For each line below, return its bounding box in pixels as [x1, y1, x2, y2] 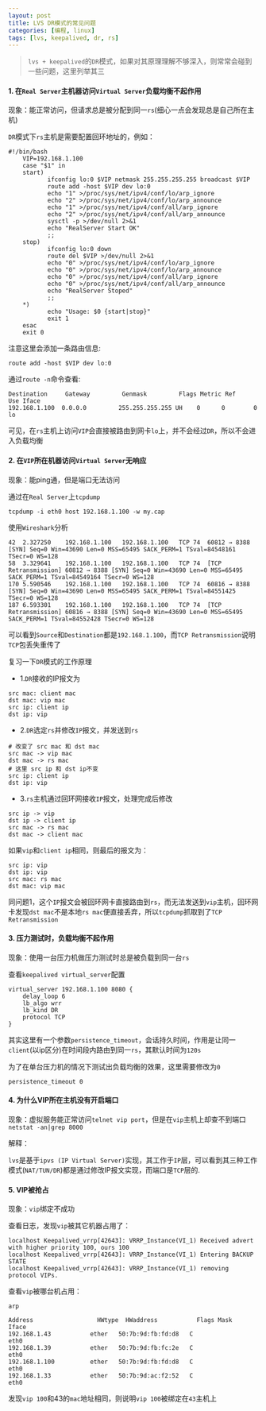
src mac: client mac [8, 689, 77, 698]
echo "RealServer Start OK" [47, 224, 141, 233]
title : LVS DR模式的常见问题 [8, 19, 97, 27]
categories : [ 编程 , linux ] [8, 26, 95, 34]
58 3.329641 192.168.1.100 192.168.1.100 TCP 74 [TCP [8, 559, 222, 567]
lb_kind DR [22, 1006, 59, 1014]
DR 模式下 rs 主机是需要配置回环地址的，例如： [8, 132, 155, 141]
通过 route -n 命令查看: [8, 374, 81, 384]
